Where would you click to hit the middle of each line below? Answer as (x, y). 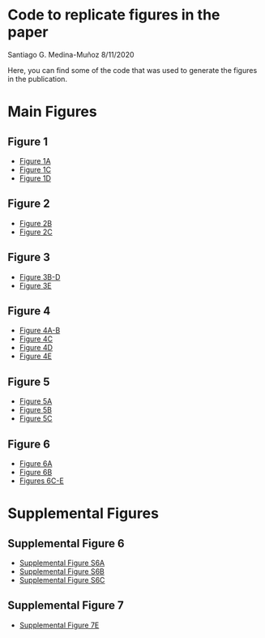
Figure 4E (35, 356)
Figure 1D (35, 178)
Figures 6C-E (41, 481)
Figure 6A (36, 463)
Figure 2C (36, 232)
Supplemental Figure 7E (59, 625)
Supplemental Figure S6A (62, 563)
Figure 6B (36, 472)
